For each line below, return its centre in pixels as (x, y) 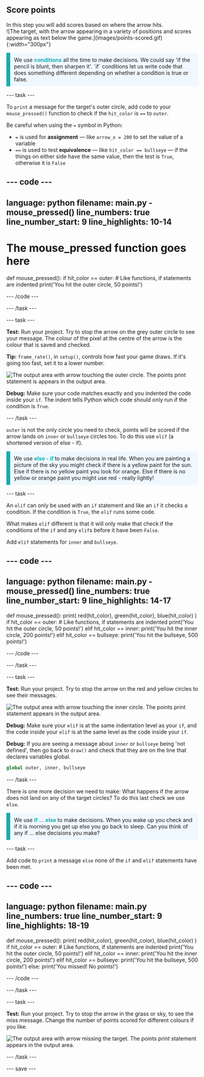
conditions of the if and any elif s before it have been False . (83, 530)
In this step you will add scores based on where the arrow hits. (85, 24)
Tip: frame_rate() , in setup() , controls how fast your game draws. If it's (96, 356)
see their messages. (32, 695)
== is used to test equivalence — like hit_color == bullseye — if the (101, 149)
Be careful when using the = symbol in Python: (65, 125)
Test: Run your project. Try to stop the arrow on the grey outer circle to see (100, 331)
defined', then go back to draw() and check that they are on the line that (97, 750)
